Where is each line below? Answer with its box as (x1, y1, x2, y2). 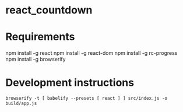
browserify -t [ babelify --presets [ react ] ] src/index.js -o (5, 96, 167, 101)
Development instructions (5, 76, 135, 89)
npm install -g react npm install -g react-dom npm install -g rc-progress (5, 50, 178, 57)
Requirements (5, 30, 75, 44)
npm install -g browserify (5, 56, 66, 63)
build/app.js (5, 100, 37, 107)
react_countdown (5, 3, 93, 17)
